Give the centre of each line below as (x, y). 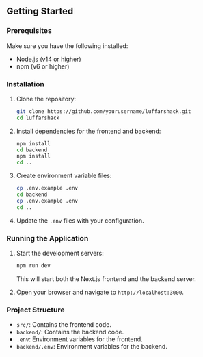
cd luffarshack (38, 118)
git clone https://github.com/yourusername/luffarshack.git (104, 111)
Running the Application (48, 238)
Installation (26, 84)
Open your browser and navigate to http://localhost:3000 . (100, 292)
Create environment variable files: (64, 176)
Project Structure (36, 310)
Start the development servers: (60, 254)
